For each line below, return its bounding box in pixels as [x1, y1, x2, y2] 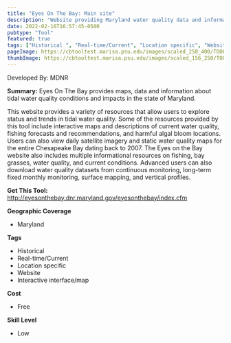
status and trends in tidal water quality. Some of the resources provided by [7, 115, 219, 123]
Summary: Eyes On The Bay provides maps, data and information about [7, 86, 212, 95]
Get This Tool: [7, 186, 48, 194]
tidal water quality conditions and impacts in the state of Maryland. [7, 94, 196, 102]
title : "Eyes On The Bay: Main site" [7, 10, 115, 17]
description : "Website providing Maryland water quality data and [7, 16, 201, 23]
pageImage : [7, 49, 38, 56]
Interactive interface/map [16, 276, 89, 284]
